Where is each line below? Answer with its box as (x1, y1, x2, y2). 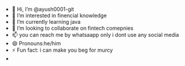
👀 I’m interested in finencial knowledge (11, 12, 107, 19)
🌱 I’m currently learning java (11, 18, 81, 25)
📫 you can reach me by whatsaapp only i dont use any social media (11, 32, 180, 38)
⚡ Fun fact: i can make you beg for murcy (11, 46, 113, 54)
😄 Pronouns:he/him (11, 40, 61, 47)
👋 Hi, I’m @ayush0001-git (11, 6, 74, 12)
